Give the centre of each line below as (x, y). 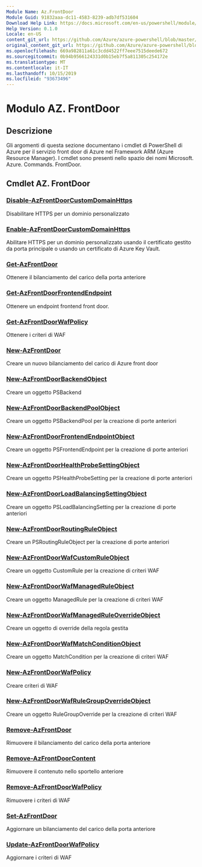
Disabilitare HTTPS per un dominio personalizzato (68, 214)
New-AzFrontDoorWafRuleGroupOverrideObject (78, 701)
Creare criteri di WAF (32, 685)
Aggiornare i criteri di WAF (39, 857)
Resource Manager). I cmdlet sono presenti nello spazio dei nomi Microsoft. (100, 158)
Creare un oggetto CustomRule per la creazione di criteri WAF (83, 571)
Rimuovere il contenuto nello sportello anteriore (65, 771)
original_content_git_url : (40, 46)
